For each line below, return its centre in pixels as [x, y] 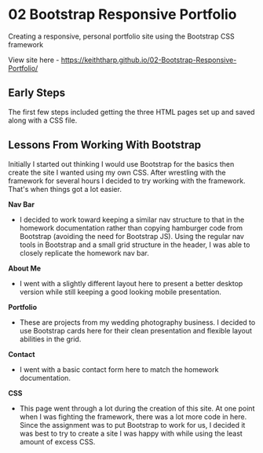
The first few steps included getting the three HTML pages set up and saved [131, 112]
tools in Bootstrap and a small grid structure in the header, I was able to [135, 245]
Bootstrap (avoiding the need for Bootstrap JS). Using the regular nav [132, 236]
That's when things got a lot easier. [65, 189]
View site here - [34, 60]
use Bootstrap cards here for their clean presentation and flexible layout [136, 330]
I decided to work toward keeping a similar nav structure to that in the [132, 219]
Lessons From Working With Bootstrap [105, 145]
